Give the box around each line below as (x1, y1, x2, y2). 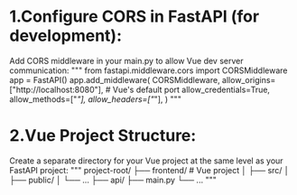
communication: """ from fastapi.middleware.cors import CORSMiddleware (9, 65, 288, 76)
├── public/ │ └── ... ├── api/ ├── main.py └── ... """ (9, 174, 217, 185)
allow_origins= (221, 74, 276, 85)
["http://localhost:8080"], (9, 84, 104, 95)
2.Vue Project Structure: (9, 125, 197, 146)
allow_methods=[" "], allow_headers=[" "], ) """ (9, 93, 182, 105)
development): (9, 25, 123, 46)
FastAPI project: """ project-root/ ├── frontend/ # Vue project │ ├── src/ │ (9, 164, 290, 175)
